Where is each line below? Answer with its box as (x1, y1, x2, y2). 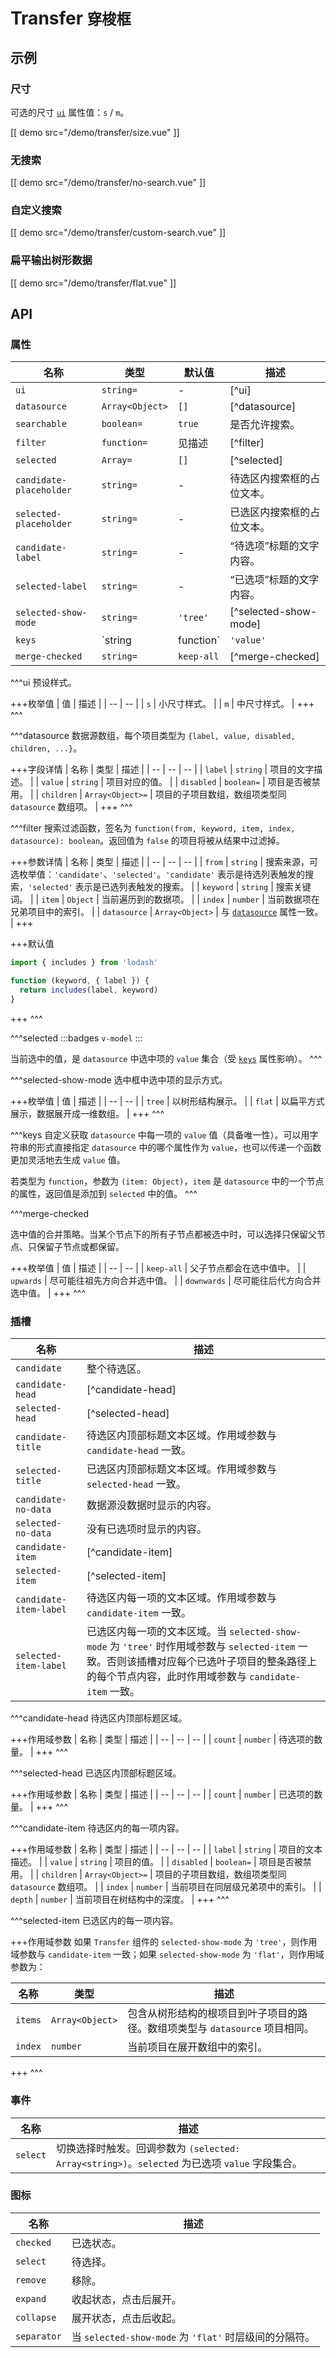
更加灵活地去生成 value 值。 (10, 1153, 126, 1166)
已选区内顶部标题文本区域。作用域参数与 (86, 1462, 278, 1476)
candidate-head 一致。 (86, 1443, 192, 1457)
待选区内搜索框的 (229, 472, 311, 486)
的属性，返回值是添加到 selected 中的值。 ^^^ (10, 1187, 198, 1199)
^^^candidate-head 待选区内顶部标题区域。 (10, 1712, 188, 1724)
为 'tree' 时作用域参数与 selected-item (109, 1640, 296, 1654)
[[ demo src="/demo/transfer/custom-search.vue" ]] (10, 227, 227, 239)
